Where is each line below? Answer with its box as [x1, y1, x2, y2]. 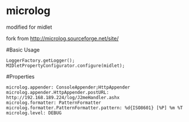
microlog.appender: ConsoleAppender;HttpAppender [6, 84, 131, 90]
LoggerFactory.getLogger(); [6, 57, 75, 63]
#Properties [6, 73, 35, 80]
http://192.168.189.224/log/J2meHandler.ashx [6, 94, 120, 100]
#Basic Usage [6, 46, 40, 53]
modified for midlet [6, 23, 52, 30]
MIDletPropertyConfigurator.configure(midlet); [6, 63, 125, 69]
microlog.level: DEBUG [6, 110, 62, 116]
